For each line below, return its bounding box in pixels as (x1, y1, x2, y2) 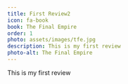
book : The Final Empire (7, 23, 77, 30)
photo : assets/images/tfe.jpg (7, 36, 96, 43)
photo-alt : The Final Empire (7, 50, 93, 57)
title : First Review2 (7, 10, 71, 17)
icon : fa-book (7, 17, 49, 24)
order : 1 (7, 29, 33, 37)
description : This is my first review (7, 43, 121, 50)
